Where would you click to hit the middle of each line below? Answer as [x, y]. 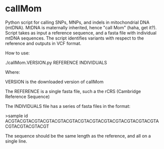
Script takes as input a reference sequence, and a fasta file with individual [81, 33]
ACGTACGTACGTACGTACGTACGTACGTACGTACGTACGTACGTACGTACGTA [82, 121]
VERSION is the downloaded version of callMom [54, 82]
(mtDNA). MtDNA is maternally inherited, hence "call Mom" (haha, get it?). [81, 27]
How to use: [17, 53]
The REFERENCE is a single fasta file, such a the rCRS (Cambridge [73, 91]
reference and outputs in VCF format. [43, 43]
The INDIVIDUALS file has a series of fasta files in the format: [68, 106]
